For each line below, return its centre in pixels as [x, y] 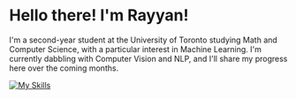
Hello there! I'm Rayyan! [99, 15]
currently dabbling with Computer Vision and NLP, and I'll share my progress [148, 58]
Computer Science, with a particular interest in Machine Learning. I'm [136, 49]
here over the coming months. [64, 68]
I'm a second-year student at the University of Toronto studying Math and [144, 40]
